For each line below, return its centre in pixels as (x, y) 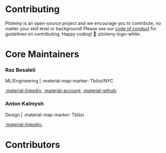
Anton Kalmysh (24, 104)
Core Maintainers (42, 54)
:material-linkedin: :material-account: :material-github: (61, 91)
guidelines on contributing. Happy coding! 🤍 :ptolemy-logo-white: (73, 34)
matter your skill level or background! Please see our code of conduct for (81, 28)
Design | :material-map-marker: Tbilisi (45, 115)
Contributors (33, 145)
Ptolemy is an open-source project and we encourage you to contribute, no (83, 23)
